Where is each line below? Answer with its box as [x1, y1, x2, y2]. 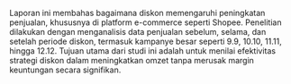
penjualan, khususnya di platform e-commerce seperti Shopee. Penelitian [9, 17, 282, 28]
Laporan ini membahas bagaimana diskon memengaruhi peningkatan [9, 8, 266, 18]
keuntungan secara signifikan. [9, 64, 122, 75]
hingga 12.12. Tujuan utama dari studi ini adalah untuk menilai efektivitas [9, 46, 277, 56]
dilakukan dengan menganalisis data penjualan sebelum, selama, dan [9, 27, 267, 37]
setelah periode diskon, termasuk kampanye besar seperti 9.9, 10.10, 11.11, [9, 36, 282, 46]
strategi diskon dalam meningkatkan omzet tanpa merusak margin [9, 55, 255, 65]
